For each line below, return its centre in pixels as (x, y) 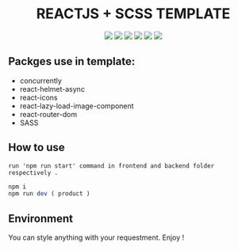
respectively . (33, 172)
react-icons (38, 97)
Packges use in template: (72, 61)
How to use (36, 148)
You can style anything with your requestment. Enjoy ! (96, 237)
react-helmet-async (52, 89)
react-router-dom (48, 114)
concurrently (40, 81)
